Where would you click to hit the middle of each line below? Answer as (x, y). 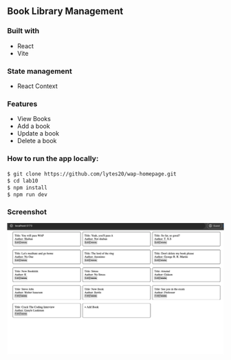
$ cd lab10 (23, 181)
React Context (37, 86)
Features (22, 104)
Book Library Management (65, 11)
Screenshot (27, 211)
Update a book (38, 134)
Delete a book (37, 141)
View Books (34, 119)
